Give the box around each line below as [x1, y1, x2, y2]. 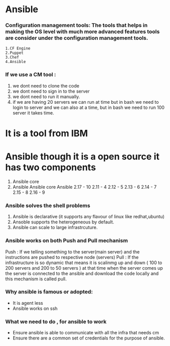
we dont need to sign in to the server [12, 88, 90, 94]
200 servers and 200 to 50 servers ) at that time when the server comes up [5, 265, 163, 271]
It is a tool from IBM [5, 127, 88, 139]
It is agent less [12, 300, 43, 306]
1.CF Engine [5, 46, 30, 51]
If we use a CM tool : [5, 71, 56, 78]
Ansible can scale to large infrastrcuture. [12, 224, 98, 230]
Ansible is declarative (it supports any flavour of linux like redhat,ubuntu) [12, 214, 165, 220]
